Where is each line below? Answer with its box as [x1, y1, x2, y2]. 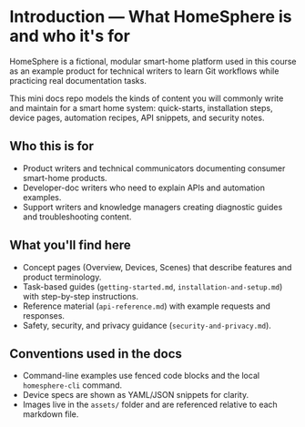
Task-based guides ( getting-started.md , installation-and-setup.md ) [22, 280, 283, 292]
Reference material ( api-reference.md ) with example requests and [22, 300, 271, 311]
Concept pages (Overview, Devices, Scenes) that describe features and [22, 261, 292, 272]
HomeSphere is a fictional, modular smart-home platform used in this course [9, 56, 297, 66]
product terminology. [22, 271, 102, 282]
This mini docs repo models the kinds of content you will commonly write [9, 93, 284, 104]
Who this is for [9, 138, 94, 154]
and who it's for [9, 25, 130, 46]
